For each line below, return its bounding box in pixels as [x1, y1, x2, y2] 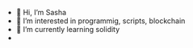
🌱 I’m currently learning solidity [15, 25, 120, 34]
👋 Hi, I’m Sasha [15, 8, 67, 17]
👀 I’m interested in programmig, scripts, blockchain [15, 16, 186, 26]
